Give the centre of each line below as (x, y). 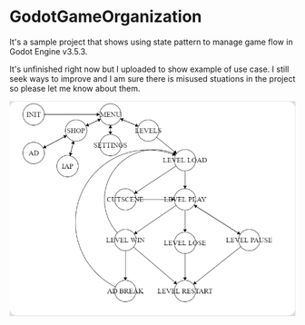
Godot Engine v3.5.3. (49, 51)
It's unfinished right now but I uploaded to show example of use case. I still (149, 69)
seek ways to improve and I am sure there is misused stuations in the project (152, 78)
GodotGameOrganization (106, 17)
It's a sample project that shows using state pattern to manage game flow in (151, 42)
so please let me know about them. (75, 88)
